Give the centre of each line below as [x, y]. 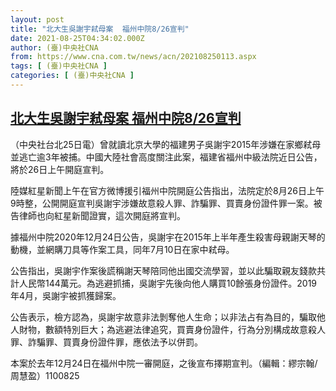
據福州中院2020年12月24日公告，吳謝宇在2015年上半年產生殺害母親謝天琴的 [168, 237]
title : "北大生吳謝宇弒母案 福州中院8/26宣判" [100, 29]
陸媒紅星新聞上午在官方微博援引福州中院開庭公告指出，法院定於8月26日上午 [167, 190]
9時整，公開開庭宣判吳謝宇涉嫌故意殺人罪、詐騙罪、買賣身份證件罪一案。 [162, 203]
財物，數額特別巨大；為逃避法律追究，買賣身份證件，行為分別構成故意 [163, 329]
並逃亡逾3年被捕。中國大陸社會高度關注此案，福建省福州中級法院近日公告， [166, 157]
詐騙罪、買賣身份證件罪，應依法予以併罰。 [115, 342]
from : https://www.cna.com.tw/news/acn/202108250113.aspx [133, 57]
